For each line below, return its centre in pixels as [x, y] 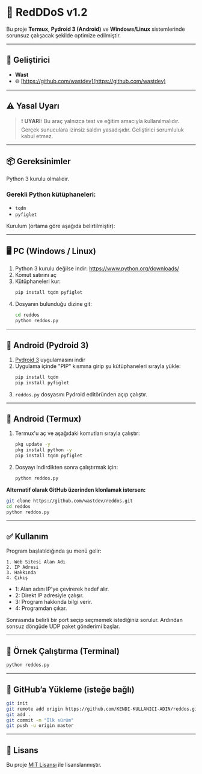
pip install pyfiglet [42, 382]
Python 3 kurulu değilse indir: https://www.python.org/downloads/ [97, 268]
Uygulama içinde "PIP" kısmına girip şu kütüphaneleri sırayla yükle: [98, 366]
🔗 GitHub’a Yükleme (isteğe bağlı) [70, 689]
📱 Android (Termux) [44, 419]
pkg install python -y [43, 450]
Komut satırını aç [36, 275]
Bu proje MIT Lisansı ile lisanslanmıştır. [54, 765]
